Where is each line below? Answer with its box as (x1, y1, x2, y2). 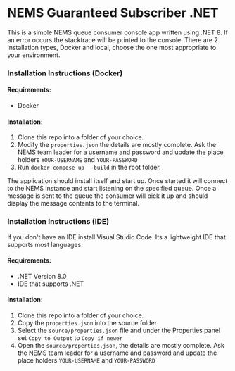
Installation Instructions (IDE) (7, 217, 110, 227)
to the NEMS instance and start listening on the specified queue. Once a (7, 184, 217, 193)
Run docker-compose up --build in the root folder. (17, 163, 161, 172)
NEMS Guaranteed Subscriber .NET (7, 5, 219, 21)
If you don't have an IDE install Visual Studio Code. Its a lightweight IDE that (7, 232, 227, 241)
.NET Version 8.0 (17, 272, 67, 280)
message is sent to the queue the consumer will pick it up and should (7, 191, 208, 200)
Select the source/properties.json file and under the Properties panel (17, 326, 221, 334)
